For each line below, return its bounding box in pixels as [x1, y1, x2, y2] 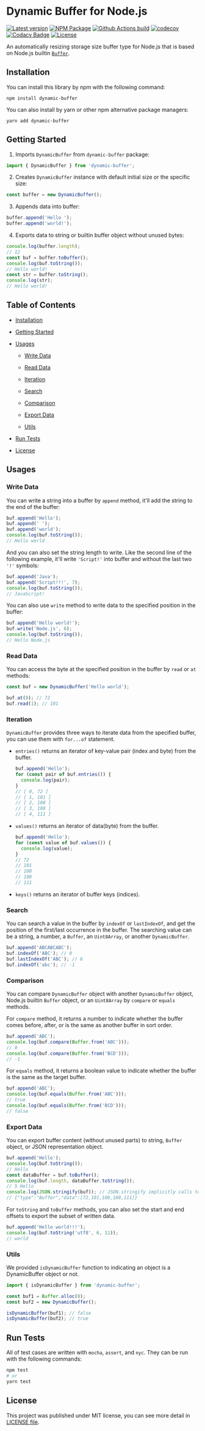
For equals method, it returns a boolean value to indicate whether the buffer [6, 1067, 196, 1074]
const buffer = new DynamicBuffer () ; [6, 191, 103, 198]
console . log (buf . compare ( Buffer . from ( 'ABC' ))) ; [6, 1039, 130, 1045]
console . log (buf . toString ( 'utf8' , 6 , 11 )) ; [6, 1230, 119, 1236]
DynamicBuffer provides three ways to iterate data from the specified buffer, [6, 729, 196, 737]
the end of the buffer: [6, 503, 60, 510]
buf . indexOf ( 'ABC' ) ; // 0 [6, 950, 72, 957]
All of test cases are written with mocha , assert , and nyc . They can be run [6, 1349, 189, 1356]
